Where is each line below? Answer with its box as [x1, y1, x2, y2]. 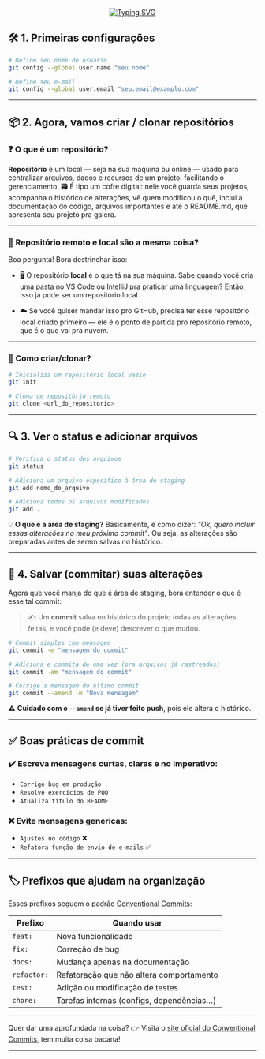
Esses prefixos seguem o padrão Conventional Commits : [8, 899, 192, 908]
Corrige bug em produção [19, 780, 102, 788]
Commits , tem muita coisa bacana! [8, 1035, 121, 1044]
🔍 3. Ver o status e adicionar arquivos [8, 430, 199, 443]
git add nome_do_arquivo [8, 484, 90, 492]
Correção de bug [56, 944, 120, 955]
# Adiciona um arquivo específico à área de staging [8, 477, 185, 485]
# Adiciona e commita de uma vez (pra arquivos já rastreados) [8, 660, 221, 668]
